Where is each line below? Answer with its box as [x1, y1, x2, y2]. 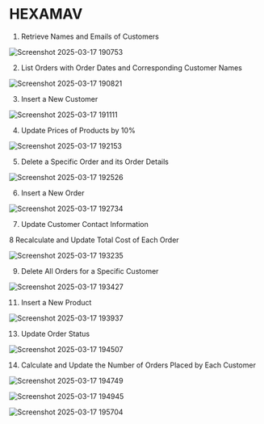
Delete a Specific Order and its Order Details [20, 157, 169, 166]
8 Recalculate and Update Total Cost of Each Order [9, 235, 180, 245]
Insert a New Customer [20, 94, 98, 103]
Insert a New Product [20, 297, 92, 307]
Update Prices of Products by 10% [20, 125, 136, 135]
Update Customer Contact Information [20, 219, 149, 229]
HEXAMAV [9, 5, 83, 23]
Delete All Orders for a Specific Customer [20, 266, 159, 275]
